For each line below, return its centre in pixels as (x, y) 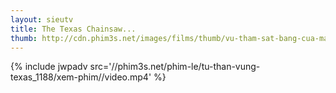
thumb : (24, 38)
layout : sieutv (42, 19)
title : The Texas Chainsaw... (73, 29)
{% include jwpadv (49, 67)
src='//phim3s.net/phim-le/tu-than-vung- (175, 67)
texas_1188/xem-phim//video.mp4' (81, 77)
